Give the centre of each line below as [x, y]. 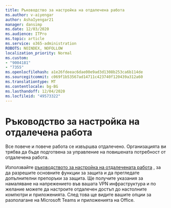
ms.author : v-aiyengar [29, 15]
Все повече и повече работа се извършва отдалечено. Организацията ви [86, 146]
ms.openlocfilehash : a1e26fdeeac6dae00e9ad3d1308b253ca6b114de [74, 72]
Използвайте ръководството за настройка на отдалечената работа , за [83, 167]
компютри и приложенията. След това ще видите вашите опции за [78, 195]
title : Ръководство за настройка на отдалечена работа [65, 10]
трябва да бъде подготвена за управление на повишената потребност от [86, 152]
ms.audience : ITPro [26, 34]
